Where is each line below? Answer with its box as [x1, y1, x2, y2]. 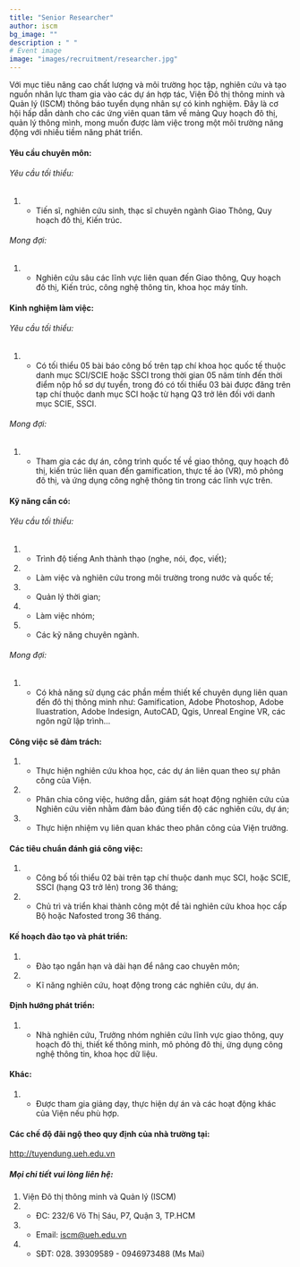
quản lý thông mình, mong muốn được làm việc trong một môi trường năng [9, 117, 284, 128]
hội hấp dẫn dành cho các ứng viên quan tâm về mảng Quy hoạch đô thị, [9, 108, 278, 118]
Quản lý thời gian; [35, 591, 101, 602]
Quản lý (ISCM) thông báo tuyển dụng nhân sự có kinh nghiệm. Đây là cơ [9, 98, 279, 108]
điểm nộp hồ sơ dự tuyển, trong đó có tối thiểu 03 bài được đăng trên [35, 379, 291, 390]
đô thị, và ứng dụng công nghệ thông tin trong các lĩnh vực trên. [35, 475, 273, 485]
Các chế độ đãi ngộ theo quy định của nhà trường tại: [9, 1128, 210, 1139]
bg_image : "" [9, 30, 58, 39]
